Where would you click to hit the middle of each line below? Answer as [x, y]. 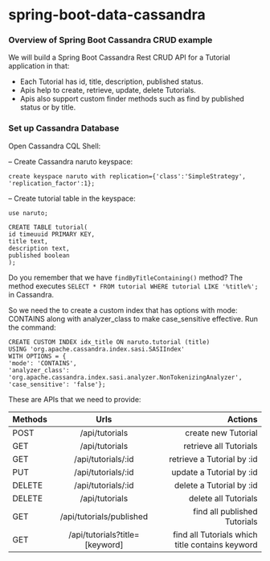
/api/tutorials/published [104, 516]
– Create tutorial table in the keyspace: [72, 198]
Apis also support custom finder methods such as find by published [132, 99]
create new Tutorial [221, 433]
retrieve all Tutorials [221, 446]
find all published [225, 511]
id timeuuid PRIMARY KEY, [51, 234]
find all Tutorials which [215, 534]
